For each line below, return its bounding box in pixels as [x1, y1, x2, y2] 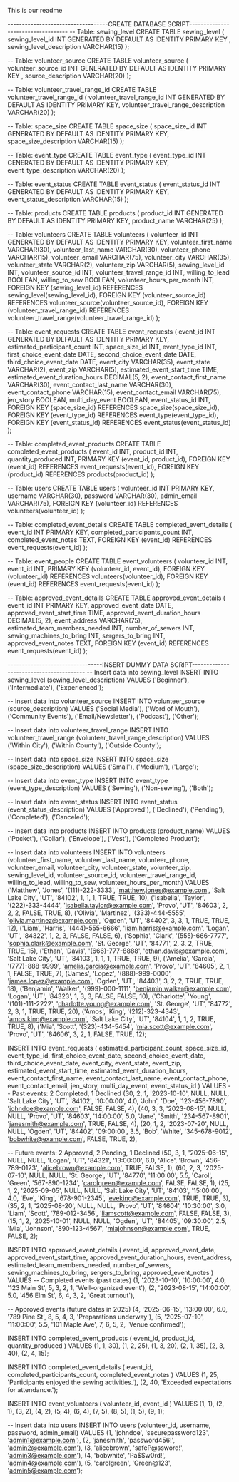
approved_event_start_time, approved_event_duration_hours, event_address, [7, 1253, 233, 1262]
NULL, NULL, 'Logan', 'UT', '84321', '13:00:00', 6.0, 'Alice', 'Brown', [7, 1156, 203, 1165]
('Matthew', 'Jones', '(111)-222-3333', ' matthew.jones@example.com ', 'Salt [7, 886, 225, 894]
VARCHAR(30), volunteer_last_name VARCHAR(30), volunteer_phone [7, 245, 210, 254]
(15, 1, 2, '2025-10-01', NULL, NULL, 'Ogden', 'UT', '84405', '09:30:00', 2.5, [7, 1217, 227, 1225]
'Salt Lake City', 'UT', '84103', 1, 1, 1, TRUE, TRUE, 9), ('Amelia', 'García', [7, 954, 216, 962]
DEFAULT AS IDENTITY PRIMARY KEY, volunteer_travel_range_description [7, 101, 225, 109]
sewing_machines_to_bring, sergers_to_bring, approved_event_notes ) [7, 1269, 214, 1277]
